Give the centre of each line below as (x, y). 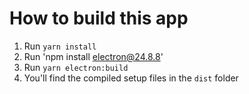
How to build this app (99, 18)
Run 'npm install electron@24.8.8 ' (93, 56)
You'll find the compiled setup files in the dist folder (131, 78)
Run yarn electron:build (76, 67)
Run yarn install (60, 46)
